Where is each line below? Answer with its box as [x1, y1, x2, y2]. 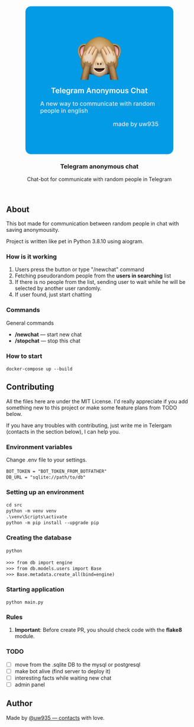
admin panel [14, 681, 46, 688]
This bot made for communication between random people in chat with [6, 220, 179, 227]
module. [14, 633, 35, 640]
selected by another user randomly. [14, 285, 102, 292]
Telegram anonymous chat [60, 162, 139, 170]
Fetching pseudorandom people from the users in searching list [14, 272, 172, 279]
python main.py [6, 599, 44, 605]
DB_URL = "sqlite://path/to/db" [6, 474, 86, 480]
